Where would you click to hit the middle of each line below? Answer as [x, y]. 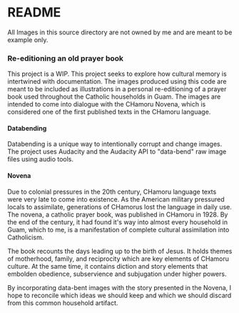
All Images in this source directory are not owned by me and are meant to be [120, 32]
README [34, 13]
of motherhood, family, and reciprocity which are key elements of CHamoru [118, 259]
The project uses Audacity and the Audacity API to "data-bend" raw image [117, 151]
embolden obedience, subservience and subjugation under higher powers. [117, 274]
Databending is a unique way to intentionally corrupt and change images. [115, 144]
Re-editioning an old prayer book [65, 58]
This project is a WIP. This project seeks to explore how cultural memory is [117, 74]
